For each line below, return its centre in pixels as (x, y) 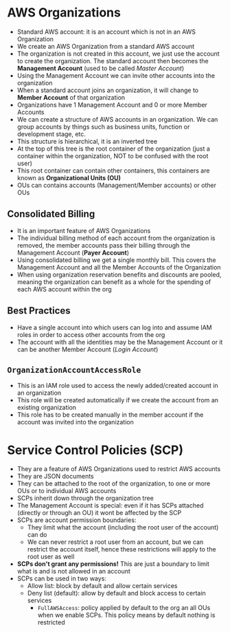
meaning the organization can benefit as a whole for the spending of (114, 282)
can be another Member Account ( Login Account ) (88, 349)
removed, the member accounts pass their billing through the (104, 245)
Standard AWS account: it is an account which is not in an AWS (106, 32)
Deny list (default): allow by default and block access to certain (116, 593)
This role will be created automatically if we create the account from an (117, 400)
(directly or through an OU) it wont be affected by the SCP (99, 513)
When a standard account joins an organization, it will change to (108, 90)
